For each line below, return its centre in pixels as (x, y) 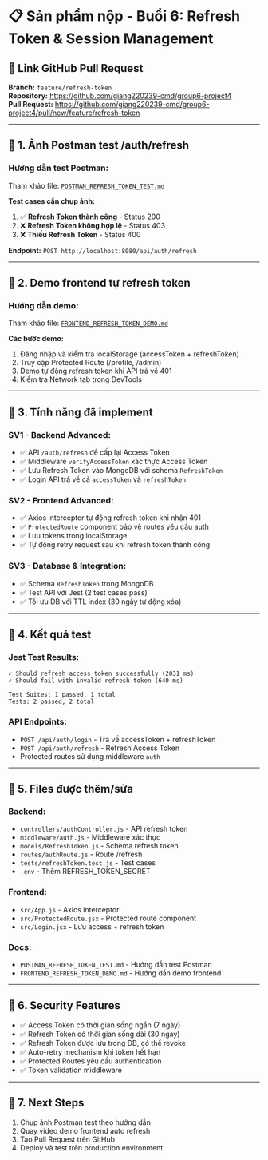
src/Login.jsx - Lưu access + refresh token (92, 926)
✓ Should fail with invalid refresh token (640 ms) (96, 681)
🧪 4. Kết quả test (50, 635)
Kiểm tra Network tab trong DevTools (81, 379)
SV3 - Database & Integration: (67, 566)
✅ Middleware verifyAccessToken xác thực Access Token (114, 462)
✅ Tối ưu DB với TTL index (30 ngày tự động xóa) (100, 602)
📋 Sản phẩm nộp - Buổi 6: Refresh (124, 16)
